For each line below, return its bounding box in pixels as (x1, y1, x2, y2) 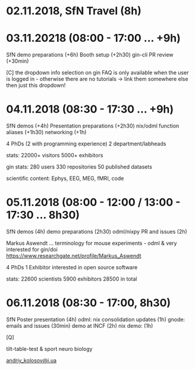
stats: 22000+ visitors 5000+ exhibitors (6, 152, 103, 159)
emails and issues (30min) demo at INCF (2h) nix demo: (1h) (6, 322, 153, 329)
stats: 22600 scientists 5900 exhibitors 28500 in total (6, 275, 137, 282)
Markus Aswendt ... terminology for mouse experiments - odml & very (6, 240, 177, 247)
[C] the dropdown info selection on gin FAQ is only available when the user (6, 69, 189, 76)
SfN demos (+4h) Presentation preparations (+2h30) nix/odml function (6, 122, 180, 129)
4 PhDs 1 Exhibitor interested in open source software (6, 264, 138, 270)
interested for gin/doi (6, 246, 58, 253)
